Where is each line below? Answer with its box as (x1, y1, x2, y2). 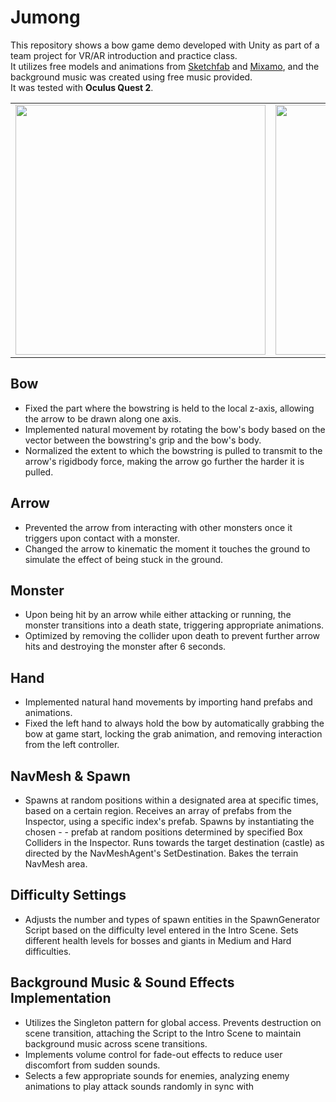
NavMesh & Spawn (10, 767, 131, 785)
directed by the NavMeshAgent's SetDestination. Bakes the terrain (24, 847, 299, 859)
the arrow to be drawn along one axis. (24, 412, 182, 425)
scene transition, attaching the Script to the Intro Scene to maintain (24, 1027, 302, 1039)
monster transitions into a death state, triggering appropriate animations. (24, 619, 325, 631)
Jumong (10, 6, 81, 29)
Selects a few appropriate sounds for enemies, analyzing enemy (24, 1069, 290, 1081)
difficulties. (24, 945, 72, 957)
